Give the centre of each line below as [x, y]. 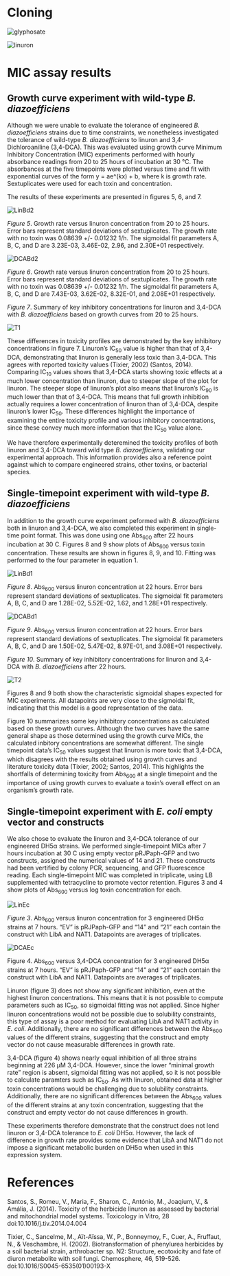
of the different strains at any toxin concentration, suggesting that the [105, 1105]
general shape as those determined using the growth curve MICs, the [105, 735]
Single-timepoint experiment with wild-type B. [108, 493]
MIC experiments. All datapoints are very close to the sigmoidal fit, [101, 700]
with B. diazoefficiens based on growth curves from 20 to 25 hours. [103, 314]
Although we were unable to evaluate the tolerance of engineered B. [104, 125]
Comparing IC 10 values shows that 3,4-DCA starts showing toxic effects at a [115, 372]
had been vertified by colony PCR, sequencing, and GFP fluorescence [106, 868]
